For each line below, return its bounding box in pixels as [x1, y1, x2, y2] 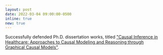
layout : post [5, 7, 32, 12]
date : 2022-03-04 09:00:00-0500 [5, 12, 72, 17]
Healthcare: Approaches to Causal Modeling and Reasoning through [5, 39, 144, 45]
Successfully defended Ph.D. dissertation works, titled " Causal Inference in [5, 34, 158, 40]
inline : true [5, 16, 32, 21]
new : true [5, 20, 26, 26]
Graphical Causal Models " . [5, 44, 59, 50]
